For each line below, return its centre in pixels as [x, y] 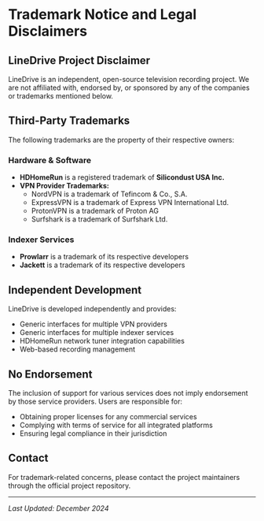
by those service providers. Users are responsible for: [95, 402]
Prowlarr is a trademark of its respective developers [104, 257]
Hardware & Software [50, 160]
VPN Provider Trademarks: [64, 186]
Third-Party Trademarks [69, 121]
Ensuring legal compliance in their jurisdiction [93, 434]
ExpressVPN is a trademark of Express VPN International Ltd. [130, 203]
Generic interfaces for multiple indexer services [97, 333]
